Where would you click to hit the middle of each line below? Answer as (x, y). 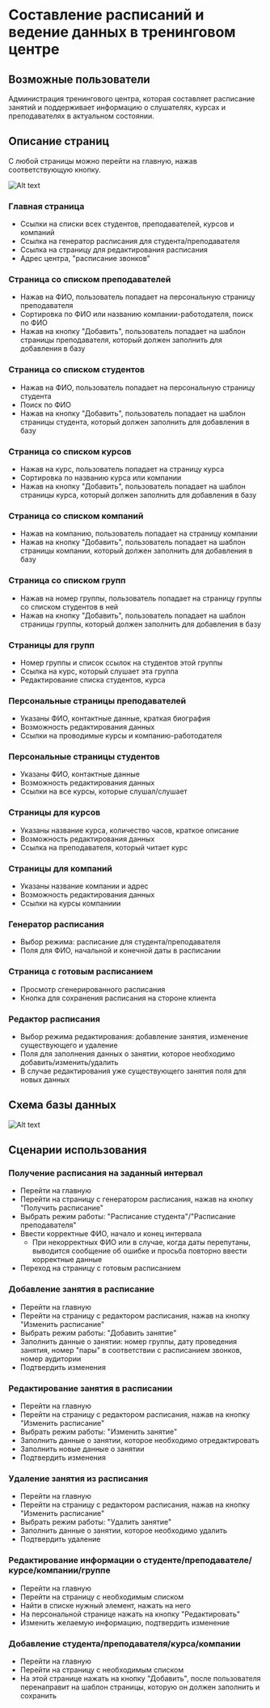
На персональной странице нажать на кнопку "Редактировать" (130, 1614)
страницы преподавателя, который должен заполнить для (121, 340)
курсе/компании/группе (59, 1570)
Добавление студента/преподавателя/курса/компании (124, 1643)
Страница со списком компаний (76, 516)
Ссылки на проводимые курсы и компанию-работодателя (121, 736)
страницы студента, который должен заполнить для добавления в (135, 422)
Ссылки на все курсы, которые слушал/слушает (103, 791)
